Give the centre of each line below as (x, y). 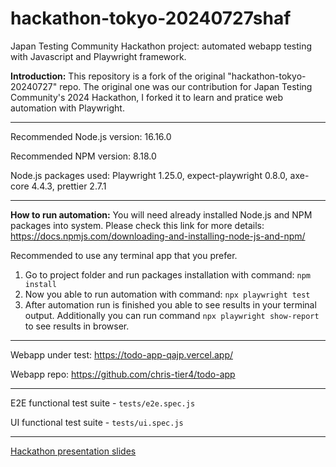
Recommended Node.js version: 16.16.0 (91, 136)
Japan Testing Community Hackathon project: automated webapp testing (161, 46)
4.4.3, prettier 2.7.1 (69, 186)
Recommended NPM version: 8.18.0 (83, 156)
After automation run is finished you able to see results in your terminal (170, 304)
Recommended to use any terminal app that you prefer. (124, 255)
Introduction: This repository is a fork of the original (118, 76)
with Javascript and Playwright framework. (98, 56)
